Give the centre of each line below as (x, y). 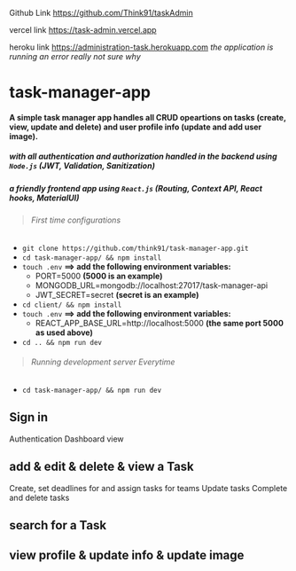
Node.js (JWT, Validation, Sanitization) (82, 166)
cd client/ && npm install (72, 305)
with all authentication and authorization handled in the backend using (143, 156)
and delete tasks (39, 497)
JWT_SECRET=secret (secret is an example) (117, 294)
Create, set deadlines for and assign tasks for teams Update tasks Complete (148, 488)
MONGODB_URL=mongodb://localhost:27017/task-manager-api (152, 285)
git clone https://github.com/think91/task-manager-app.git (135, 248)
